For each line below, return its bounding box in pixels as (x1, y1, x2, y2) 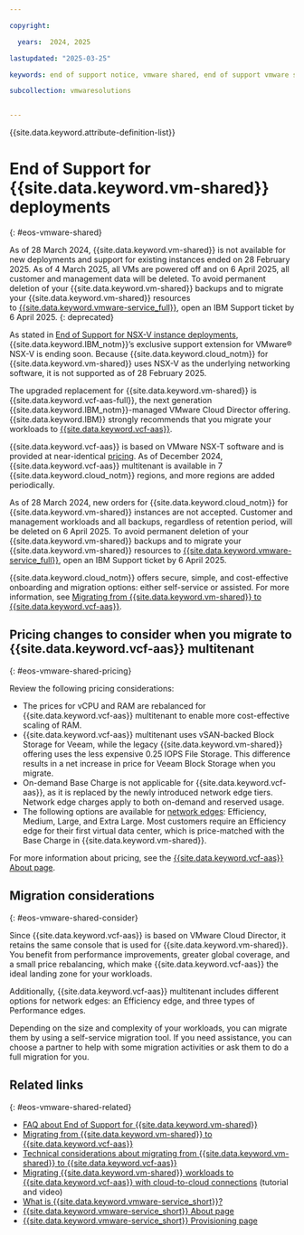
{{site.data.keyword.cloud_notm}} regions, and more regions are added (9, 470, 276, 481)
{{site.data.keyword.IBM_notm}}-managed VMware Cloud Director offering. (9, 404, 291, 416)
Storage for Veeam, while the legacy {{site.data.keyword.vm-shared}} (22, 739, 283, 749)
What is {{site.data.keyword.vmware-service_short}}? (22, 1195, 223, 1207)
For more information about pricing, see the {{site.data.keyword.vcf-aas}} (9, 852, 284, 863)
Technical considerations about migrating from (22, 1147, 197, 1158)
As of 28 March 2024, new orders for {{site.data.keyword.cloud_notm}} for (9, 497, 289, 508)
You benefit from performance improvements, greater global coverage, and (9, 948, 290, 959)
